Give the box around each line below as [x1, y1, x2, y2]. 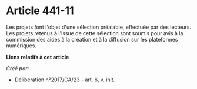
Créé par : [6, 64, 29, 71]
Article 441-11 [6, 4, 75, 18]
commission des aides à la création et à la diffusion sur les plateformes [6, 36, 178, 43]
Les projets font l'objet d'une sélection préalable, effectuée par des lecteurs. [6, 23, 192, 30]
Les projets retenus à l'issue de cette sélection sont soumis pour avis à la [6, 29, 183, 36]
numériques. [6, 42, 37, 49]
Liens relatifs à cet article [6, 53, 69, 60]
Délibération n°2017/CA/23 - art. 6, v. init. [14, 76, 115, 83]
